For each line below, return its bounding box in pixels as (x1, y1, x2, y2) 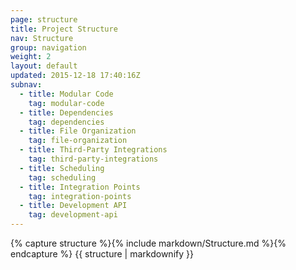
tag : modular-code (28, 98, 105, 108)
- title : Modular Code (19, 89, 114, 99)
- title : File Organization (19, 126, 137, 136)
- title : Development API (19, 201, 128, 211)
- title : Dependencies (19, 107, 114, 118)
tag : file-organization (28, 136, 128, 146)
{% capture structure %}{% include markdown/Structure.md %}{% (10, 237, 287, 249)
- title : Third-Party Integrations (19, 145, 168, 155)
